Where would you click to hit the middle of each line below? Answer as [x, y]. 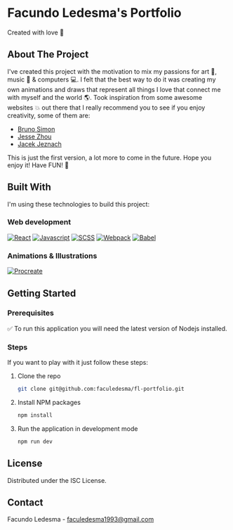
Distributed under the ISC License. [57, 480]
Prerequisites [31, 313]
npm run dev [35, 441]
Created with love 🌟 [36, 32]
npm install [35, 415]
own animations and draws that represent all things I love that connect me [114, 89]
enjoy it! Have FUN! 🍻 [38, 165]
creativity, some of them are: [49, 115]
